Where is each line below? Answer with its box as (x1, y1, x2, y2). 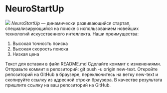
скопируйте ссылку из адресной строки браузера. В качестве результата (5, 76, 163, 82)
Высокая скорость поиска (12, 45, 69, 51)
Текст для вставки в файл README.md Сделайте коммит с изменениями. (5, 60, 162, 66)
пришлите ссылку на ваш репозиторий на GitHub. (5, 82, 111, 88)
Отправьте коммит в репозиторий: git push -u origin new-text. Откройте (5, 66, 158, 72)
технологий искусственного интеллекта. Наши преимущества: (5, 30, 139, 36)
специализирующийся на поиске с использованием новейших (5, 25, 139, 31)
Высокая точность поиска (12, 40, 68, 46)
